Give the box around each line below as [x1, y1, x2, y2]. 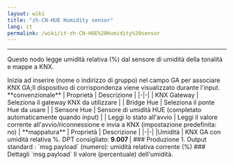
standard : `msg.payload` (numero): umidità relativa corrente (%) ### [7, 143, 206, 151]
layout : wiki [7, 10, 45, 17]
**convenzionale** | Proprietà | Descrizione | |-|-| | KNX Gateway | [7, 91, 199, 100]
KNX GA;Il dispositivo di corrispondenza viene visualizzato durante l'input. [7, 84, 221, 92]
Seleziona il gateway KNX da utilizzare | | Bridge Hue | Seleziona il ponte [7, 98, 215, 107]
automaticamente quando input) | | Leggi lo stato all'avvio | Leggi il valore [7, 113, 218, 122]
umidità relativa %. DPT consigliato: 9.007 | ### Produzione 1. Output [7, 135, 207, 143]
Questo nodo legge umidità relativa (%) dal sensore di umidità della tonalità [7, 55, 223, 63]
